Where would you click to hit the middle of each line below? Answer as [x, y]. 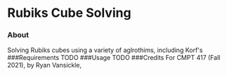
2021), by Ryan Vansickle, [45, 65]
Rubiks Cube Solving [69, 13]
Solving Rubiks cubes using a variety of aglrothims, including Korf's [105, 50]
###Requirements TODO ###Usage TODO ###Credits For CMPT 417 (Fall [114, 58]
